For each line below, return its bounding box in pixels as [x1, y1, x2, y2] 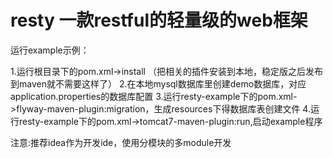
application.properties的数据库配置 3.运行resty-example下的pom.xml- [10, 90, 298, 102]
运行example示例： [10, 44, 90, 56]
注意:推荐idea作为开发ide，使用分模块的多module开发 [10, 136, 232, 148]
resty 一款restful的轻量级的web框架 [10, 9, 308, 32]
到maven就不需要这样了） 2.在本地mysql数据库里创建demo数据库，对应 [10, 77, 307, 90]
